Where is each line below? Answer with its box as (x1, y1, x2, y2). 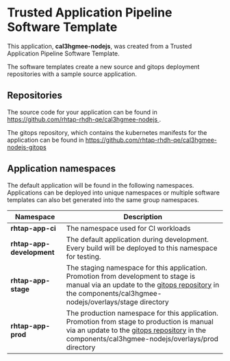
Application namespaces (7, 163, 116, 175)
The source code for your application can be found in (7, 108, 157, 116)
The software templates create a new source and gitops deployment (7, 62, 200, 71)
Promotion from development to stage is (66, 271, 196, 281)
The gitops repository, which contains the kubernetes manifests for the (7, 128, 207, 136)
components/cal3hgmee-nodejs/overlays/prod (66, 334, 219, 343)
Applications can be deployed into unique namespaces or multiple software (7, 188, 220, 197)
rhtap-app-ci (10, 223, 56, 233)
